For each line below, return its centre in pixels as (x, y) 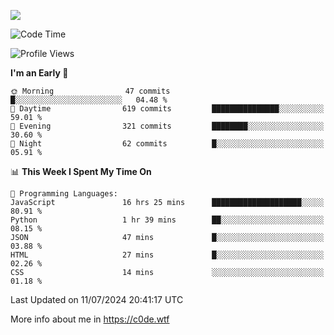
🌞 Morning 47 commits (90, 91)
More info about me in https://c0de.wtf (90, 319)
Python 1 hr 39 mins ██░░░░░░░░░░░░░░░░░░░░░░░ (167, 220)
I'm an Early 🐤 (39, 73)
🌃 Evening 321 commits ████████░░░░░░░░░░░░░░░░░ (167, 126)
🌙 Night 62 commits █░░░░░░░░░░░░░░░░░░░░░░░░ (167, 144)
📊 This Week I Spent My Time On (81, 171)
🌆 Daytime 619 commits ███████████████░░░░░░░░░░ (167, 109)
